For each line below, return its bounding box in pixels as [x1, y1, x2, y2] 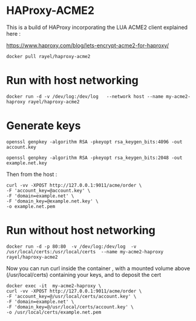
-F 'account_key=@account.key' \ [6, 187, 91, 193]
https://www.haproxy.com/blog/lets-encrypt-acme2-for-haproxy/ [6, 42, 169, 49]
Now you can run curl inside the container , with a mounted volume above [6, 264, 191, 272]
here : [6, 30, 21, 37]
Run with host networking [6, 74, 139, 88]
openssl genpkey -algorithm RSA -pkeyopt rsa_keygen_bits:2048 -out [6, 155, 183, 161]
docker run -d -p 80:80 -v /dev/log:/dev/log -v [6, 243, 137, 250]
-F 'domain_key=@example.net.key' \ [6, 198, 99, 204]
